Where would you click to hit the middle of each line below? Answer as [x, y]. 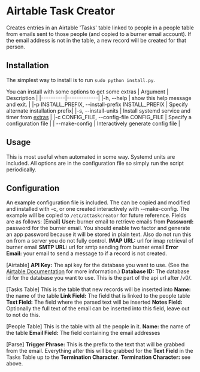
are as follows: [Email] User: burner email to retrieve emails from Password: [100, 222]
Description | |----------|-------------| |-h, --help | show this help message [99, 98]
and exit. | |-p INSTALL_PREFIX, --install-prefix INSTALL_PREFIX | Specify [97, 104]
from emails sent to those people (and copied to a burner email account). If [99, 34]
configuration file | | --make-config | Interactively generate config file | [93, 123]
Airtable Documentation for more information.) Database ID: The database [98, 271]
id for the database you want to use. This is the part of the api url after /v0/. [99, 278]
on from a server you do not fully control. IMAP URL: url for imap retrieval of [100, 241]
